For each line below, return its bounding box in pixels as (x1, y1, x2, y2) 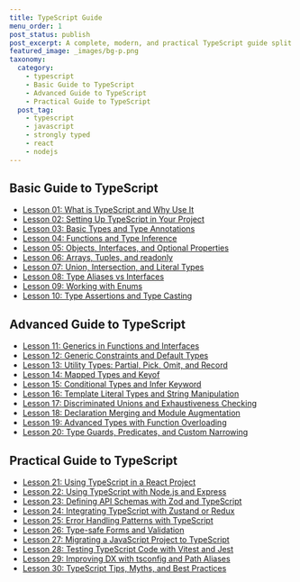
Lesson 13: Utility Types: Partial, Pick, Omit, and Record (22, 359, 228, 370)
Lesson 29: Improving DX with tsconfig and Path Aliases (22, 553, 232, 564)
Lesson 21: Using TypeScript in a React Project (22, 477, 196, 487)
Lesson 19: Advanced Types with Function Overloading (22, 417, 227, 428)
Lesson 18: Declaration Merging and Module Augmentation (22, 407, 241, 419)
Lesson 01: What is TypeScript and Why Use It (22, 205, 195, 215)
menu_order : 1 (9, 22, 63, 31)
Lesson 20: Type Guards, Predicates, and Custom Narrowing (22, 427, 249, 438)
